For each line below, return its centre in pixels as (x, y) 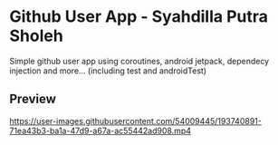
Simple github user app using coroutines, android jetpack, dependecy (139, 61)
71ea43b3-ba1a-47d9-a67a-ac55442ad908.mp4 (101, 130)
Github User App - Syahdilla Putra (139, 17)
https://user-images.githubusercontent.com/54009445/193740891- (136, 121)
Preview (33, 99)
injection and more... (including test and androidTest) (108, 71)
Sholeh (36, 36)
